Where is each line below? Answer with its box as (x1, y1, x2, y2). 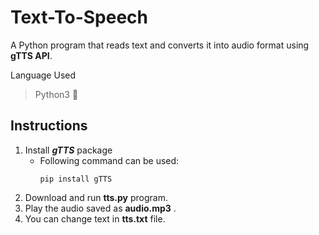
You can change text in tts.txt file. (24, 212, 166, 225)
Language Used (10, 69, 77, 81)
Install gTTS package (24, 144, 113, 156)
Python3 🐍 (34, 88, 79, 100)
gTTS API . (10, 49, 53, 61)
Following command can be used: (39, 154, 180, 166)
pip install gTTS (39, 174, 113, 184)
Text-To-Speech (10, 6, 149, 29)
